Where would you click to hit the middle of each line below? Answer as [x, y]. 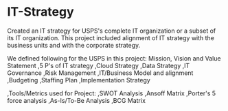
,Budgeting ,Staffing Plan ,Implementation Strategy [79, 80]
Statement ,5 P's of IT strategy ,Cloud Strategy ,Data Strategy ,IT [99, 65]
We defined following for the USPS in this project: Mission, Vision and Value [114, 58]
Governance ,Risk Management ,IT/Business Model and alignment [100, 73]
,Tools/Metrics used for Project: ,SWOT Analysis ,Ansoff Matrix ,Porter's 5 [112, 93]
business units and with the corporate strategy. [74, 45]
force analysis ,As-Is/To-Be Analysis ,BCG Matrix [77, 100]
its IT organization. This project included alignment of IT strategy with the [111, 37]
